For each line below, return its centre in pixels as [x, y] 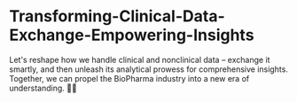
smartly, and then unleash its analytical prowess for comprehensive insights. [148, 69]
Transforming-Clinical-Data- [117, 16]
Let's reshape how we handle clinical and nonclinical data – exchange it [140, 59]
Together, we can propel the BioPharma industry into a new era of [129, 78]
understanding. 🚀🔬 [43, 88]
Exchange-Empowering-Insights [132, 35]
